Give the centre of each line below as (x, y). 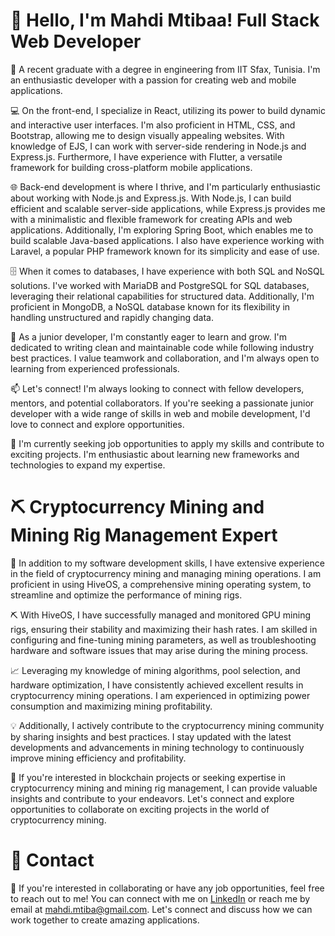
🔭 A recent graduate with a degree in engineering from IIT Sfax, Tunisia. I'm (165, 69)
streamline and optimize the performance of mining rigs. (126, 595)
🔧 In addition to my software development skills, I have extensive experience (167, 563)
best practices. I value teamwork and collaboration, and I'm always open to (165, 358)
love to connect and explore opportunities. (97, 424)
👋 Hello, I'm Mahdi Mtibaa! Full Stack (165, 20)
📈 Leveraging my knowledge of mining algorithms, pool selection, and (155, 670)
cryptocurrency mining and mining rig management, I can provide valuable (164, 788)
